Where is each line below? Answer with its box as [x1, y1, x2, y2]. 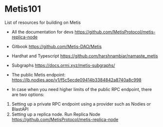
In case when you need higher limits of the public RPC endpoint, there [11, 86, 152, 92]
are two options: [11, 91, 45, 97]
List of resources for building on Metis [4, 19, 81, 25]
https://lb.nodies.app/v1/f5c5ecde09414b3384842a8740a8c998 [11, 77, 142, 83]
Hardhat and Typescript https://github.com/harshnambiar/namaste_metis [11, 53, 158, 59]
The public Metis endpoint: [11, 72, 66, 77]
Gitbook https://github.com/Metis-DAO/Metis [11, 43, 102, 49]
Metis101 [4, 3, 41, 15]
